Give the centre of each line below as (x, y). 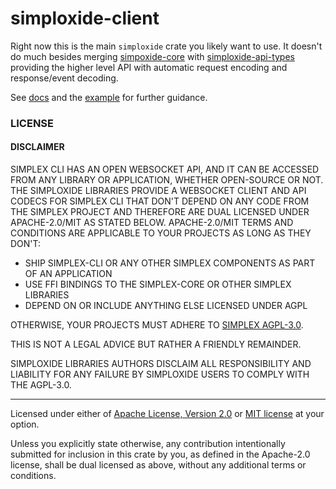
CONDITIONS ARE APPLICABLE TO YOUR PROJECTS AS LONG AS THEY (161, 233)
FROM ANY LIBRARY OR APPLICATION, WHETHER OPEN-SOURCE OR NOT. (167, 180)
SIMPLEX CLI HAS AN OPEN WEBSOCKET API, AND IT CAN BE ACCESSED (165, 169)
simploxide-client (85, 18)
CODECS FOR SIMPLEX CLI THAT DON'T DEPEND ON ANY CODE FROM (160, 201)
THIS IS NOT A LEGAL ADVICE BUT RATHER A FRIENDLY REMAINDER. (156, 344)
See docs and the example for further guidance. (109, 97)
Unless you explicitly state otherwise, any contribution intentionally (148, 444)
